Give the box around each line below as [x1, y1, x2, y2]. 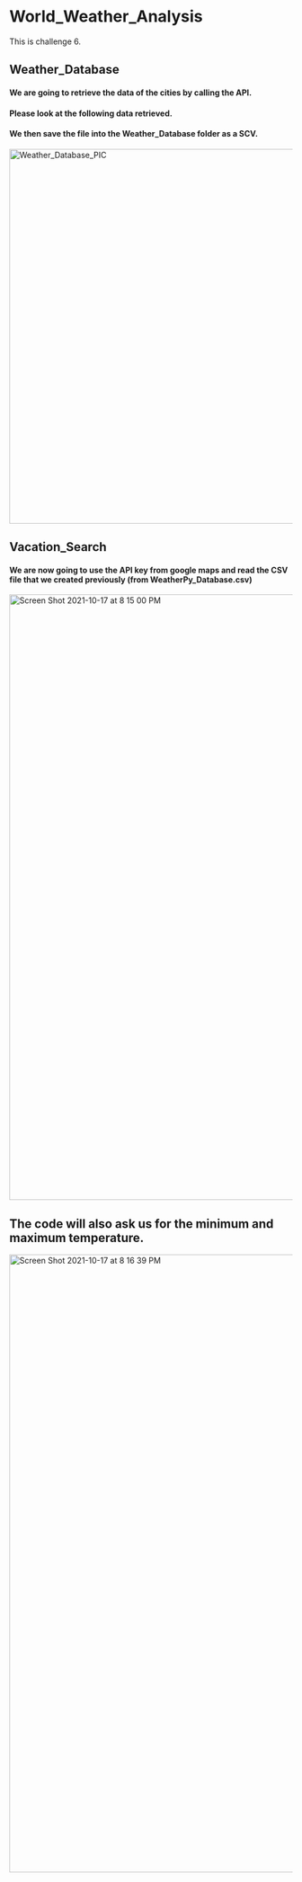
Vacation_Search [9, 539, 107, 555]
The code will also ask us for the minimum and [9, 1216, 274, 1231]
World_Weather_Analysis [9, 6, 204, 27]
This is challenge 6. [9, 36, 82, 47]
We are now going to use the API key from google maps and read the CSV [9, 564, 289, 575]
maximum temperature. [9, 1230, 145, 1246]
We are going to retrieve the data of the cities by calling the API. [9, 87, 253, 98]
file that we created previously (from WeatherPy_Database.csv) [9, 573, 253, 585]
